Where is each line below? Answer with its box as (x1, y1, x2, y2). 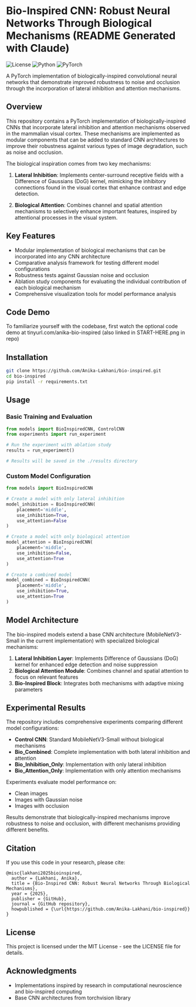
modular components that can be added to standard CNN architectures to (6, 136, 185, 143)
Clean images (14, 790, 48, 797)
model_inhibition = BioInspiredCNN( (6, 501, 96, 507)
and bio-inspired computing (14, 988, 82, 995)
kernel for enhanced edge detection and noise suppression (14, 661, 158, 668)
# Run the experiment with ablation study (6, 442, 111, 448)
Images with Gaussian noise (14, 796, 83, 803)
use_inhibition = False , (16, 550, 72, 556)
